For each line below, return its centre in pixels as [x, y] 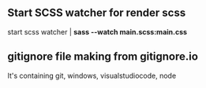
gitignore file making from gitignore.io [103, 57]
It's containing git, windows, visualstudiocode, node [92, 75]
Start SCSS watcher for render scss [97, 13]
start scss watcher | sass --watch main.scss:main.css [97, 31]
